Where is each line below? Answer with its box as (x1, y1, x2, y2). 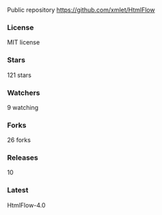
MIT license (7, 38, 40, 46)
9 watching (7, 103, 39, 111)
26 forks (7, 136, 31, 144)
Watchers (7, 88, 40, 98)
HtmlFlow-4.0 (7, 201, 46, 209)
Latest (7, 186, 29, 195)
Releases (7, 153, 39, 162)
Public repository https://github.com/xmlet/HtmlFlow (7, 6, 155, 14)
